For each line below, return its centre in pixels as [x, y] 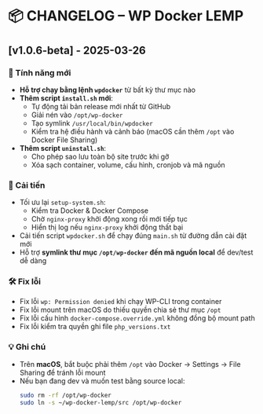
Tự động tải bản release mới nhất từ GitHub [101, 106]
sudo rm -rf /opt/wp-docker [65, 395]
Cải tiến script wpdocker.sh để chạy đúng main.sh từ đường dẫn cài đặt [133, 236]
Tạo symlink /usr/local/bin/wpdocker [92, 123]
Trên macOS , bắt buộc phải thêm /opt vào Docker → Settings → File [130, 364]
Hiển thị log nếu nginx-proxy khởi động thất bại [107, 227]
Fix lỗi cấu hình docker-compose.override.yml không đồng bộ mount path [137, 318]
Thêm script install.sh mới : [66, 98]
